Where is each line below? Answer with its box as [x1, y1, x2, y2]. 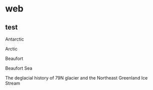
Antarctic [5, 36, 24, 42]
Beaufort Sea [5, 65, 33, 71]
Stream [5, 80, 21, 86]
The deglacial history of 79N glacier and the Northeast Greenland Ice [5, 75, 148, 80]
